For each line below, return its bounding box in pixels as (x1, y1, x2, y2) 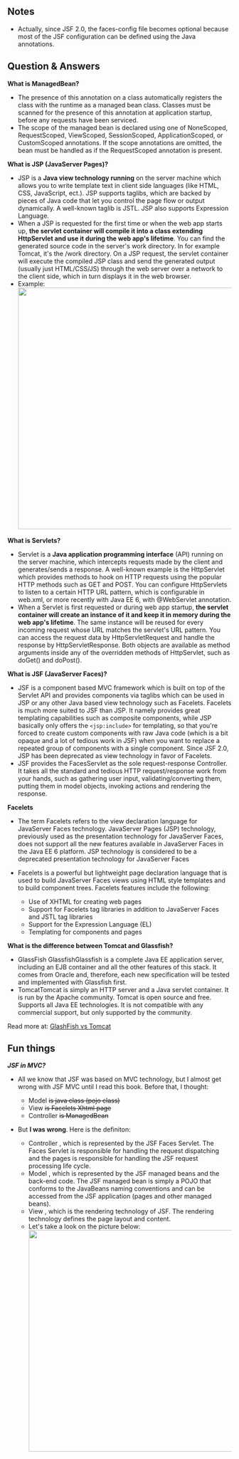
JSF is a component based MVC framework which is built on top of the (17, 683, 225, 692)
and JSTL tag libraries (28, 912, 93, 921)
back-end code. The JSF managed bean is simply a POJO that (28, 1177, 211, 1186)
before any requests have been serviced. (17, 115, 139, 124)
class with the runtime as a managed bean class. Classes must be (17, 100, 211, 109)
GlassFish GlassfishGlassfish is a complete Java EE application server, (17, 955, 224, 964)
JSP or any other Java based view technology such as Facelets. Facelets (17, 698, 232, 707)
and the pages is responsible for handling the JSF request (28, 1154, 198, 1163)
